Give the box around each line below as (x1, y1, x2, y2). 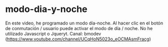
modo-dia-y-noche (5, 3, 88, 15)
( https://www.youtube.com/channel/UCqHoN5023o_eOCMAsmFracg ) (5, 36, 151, 42)
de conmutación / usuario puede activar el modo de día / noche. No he (5, 25, 153, 31)
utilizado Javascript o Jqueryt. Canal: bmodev (5, 30, 101, 36)
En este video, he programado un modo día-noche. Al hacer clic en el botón (5, 20, 163, 26)
